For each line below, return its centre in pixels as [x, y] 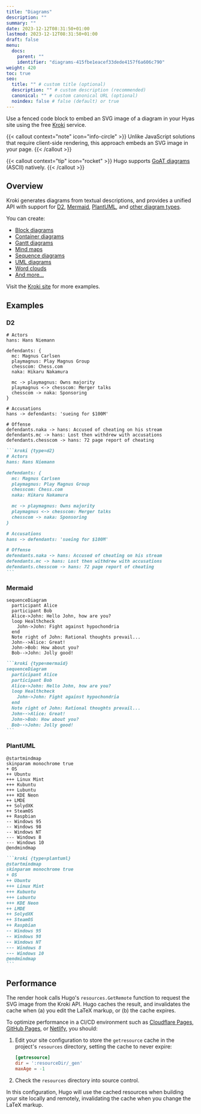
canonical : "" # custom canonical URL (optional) [75, 96]
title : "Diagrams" [29, 12]
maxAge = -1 [30, 1069]
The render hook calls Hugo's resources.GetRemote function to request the [98, 998]
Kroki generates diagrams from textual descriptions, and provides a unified [99, 200]
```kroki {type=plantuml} [38, 858]
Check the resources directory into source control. [77, 1080]
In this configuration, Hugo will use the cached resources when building [95, 1092]
